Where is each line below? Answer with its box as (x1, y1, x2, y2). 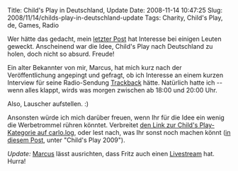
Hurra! (7, 157, 26, 165)
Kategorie (7, 129, 36, 136)
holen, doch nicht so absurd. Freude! (7, 49, 115, 58)
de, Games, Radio (7, 21, 59, 29)
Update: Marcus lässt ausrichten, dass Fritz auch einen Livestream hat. (7, 150, 215, 158)
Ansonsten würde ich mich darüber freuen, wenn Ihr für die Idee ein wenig (7, 113, 225, 122)
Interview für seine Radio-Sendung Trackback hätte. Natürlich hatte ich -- (7, 78, 223, 87)
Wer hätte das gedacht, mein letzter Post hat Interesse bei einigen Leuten (7, 35, 222, 43)
